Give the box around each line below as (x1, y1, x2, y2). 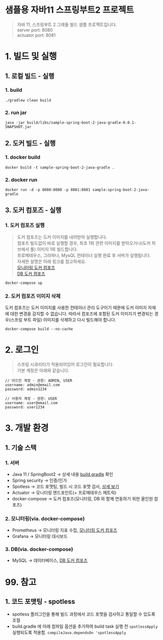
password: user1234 (5, 405, 45, 410)
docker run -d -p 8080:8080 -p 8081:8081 (5, 188, 91, 192)
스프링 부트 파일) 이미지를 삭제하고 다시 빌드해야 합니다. (10, 317, 116, 323)
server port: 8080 (17, 27, 53, 33)
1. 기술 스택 (5, 443, 37, 452)
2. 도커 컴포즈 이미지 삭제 (5, 293, 61, 299)
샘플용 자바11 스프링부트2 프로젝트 (5, 4, 134, 16)
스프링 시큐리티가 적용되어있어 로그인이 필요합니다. (17, 362, 114, 367)
